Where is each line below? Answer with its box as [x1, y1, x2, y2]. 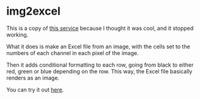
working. [6, 31, 29, 38]
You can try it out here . [6, 86, 64, 93]
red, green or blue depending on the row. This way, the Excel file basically [6, 67, 193, 75]
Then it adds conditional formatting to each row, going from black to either [6, 61, 194, 68]
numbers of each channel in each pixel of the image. [6, 49, 139, 56]
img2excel [6, 4, 61, 18]
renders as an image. [6, 74, 60, 81]
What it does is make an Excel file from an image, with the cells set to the [6, 43, 191, 50]
